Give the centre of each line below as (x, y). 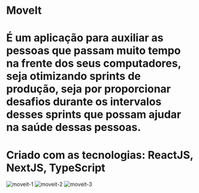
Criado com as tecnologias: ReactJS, (100, 155)
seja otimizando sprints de (73, 76)
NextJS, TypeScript (56, 167)
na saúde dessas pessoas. (74, 127)
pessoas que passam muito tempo (94, 51)
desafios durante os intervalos (84, 102)
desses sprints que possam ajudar (94, 115)
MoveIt (24, 11)
